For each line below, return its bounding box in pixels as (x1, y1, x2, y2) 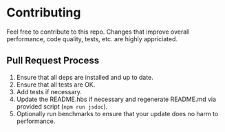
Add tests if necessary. (16, 87, 82, 96)
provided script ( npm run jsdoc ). (16, 102, 108, 111)
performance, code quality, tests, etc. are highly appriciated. (6, 34, 178, 43)
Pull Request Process (6, 55, 100, 67)
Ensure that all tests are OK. (16, 80, 96, 89)
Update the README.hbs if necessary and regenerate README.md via (16, 95, 217, 103)
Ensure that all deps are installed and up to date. (16, 73, 154, 81)
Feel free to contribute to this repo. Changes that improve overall (6, 27, 190, 36)
